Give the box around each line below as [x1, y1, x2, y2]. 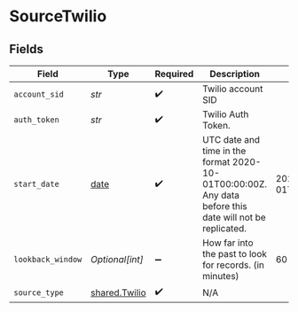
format [202, 156, 231, 168]
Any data [202, 189, 240, 201]
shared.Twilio [90, 286, 146, 299]
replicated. [202, 222, 247, 234]
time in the [202, 144, 247, 157]
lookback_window [13, 254, 82, 264]
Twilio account [202, 82, 263, 95]
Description [209, 68, 260, 80]
